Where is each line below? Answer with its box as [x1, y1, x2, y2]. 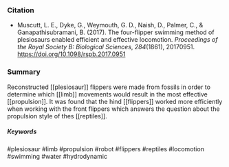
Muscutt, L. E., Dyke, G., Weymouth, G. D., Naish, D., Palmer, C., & [17, 21, 204, 29]
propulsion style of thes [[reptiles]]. [7, 112, 108, 120]
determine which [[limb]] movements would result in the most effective [7, 90, 208, 98]
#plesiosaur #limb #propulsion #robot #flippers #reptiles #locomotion [7, 144, 205, 153]
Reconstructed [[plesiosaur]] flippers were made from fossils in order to [7, 83, 211, 91]
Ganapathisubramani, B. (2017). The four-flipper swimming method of [17, 28, 215, 36]
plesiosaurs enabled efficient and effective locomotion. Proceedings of [17, 36, 218, 44]
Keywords [7, 127, 37, 136]
